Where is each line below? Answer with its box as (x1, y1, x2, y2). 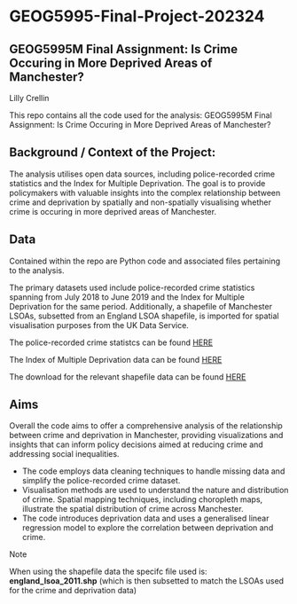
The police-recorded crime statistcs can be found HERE (9, 337, 214, 348)
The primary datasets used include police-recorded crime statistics (9, 282, 255, 293)
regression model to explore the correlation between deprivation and (21, 522, 274, 533)
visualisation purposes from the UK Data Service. (9, 319, 189, 330)
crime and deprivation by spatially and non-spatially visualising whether (9, 197, 272, 208)
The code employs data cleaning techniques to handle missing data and (21, 466, 285, 476)
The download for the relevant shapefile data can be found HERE (9, 371, 246, 382)
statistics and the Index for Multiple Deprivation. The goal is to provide (9, 177, 266, 188)
